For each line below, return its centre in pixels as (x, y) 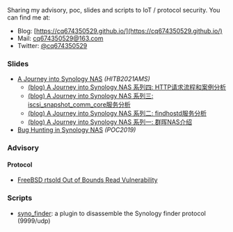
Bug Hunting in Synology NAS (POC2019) (77, 130)
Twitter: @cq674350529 (52, 46)
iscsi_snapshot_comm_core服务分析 (79, 105)
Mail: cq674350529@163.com (60, 38)
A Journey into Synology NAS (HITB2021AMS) (84, 79)
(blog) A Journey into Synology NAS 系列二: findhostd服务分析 (117, 114)
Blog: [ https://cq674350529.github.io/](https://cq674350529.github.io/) (120, 31)
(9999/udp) (34, 221)
